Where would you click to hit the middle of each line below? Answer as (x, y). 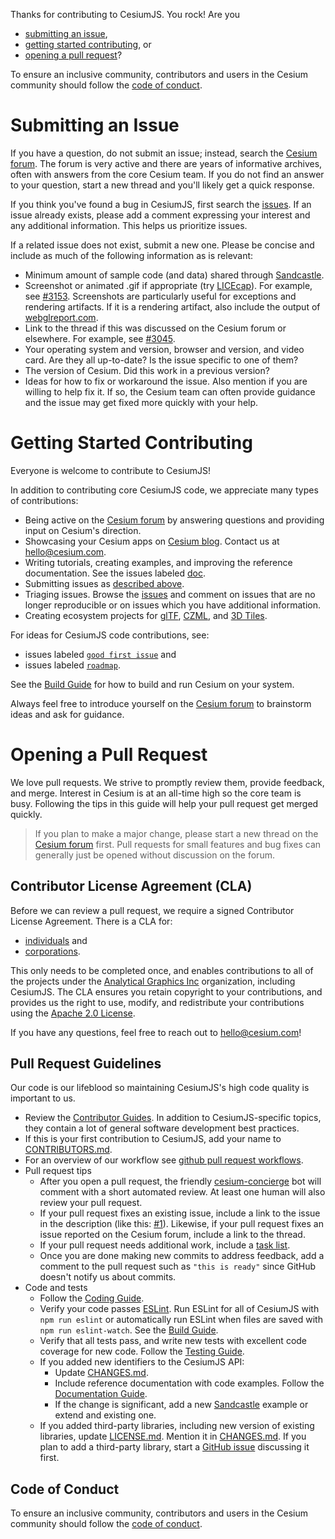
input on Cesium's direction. (83, 530)
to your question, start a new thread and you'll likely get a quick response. (162, 185)
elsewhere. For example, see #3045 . (100, 338)
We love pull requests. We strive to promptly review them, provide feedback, (167, 782)
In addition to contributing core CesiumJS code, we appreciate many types (164, 490)
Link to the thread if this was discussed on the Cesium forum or (155, 328)
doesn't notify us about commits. (108, 1277)
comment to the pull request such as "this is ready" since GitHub (178, 1266)
